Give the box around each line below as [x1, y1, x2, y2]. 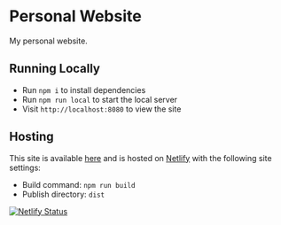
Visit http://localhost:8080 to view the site [21, 104, 182, 114]
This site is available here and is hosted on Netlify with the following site [9, 152, 272, 163]
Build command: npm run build [21, 179, 136, 190]
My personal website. [9, 35, 89, 46]
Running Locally [9, 61, 100, 76]
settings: [9, 162, 42, 173]
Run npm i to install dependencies [21, 84, 146, 95]
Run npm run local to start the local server [21, 94, 178, 105]
